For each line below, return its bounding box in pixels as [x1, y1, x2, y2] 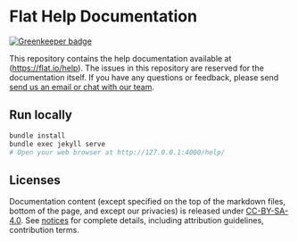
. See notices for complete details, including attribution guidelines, [21, 215, 265, 226]
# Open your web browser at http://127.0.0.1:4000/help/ [9, 147, 226, 157]
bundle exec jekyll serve [9, 139, 105, 148]
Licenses [9, 172, 61, 188]
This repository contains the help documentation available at [9, 53, 232, 63]
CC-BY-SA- [245, 205, 288, 216]
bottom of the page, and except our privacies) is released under [9, 205, 244, 216]
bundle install [9, 131, 66, 140]
